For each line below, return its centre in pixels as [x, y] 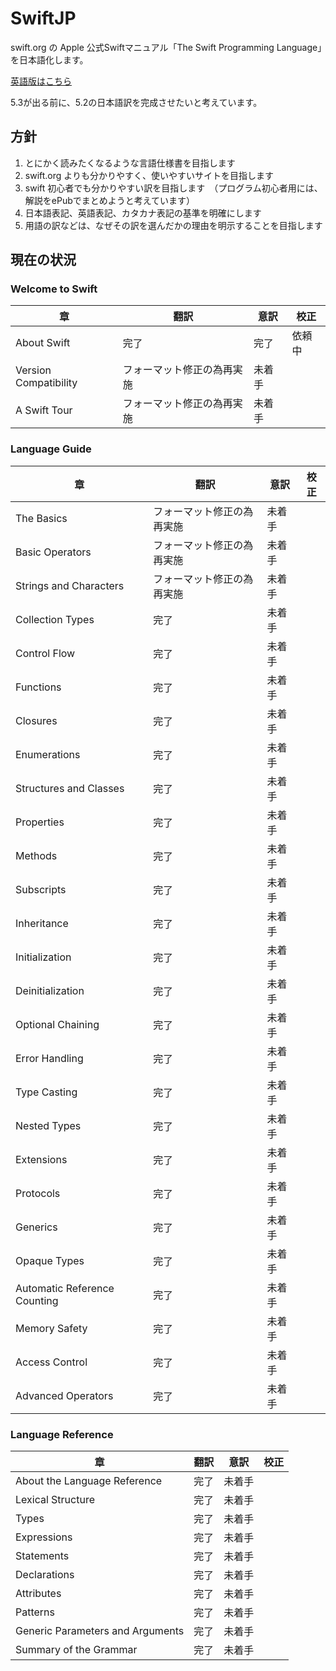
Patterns [35, 1612]
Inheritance [42, 923]
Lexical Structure [55, 1500]
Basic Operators [53, 552]
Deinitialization [50, 990]
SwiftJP [43, 18]
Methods [36, 855]
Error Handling [49, 1058]
